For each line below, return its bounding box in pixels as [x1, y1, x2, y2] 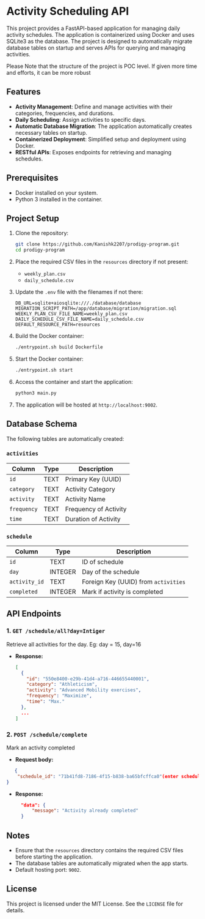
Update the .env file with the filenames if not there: [15, 288, 143, 296]
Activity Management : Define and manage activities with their [15, 103, 173, 110]
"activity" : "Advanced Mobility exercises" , [26, 687, 142, 693]
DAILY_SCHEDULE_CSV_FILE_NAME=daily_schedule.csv [15, 317, 145, 323]
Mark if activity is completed [82, 588, 164, 596]
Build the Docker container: [15, 332, 84, 340]
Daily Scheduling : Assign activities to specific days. [15, 116, 146, 123]
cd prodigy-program [15, 247, 65, 253]
